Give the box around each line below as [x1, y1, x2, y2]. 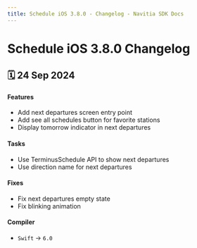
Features [7, 92, 34, 101]
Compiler [7, 218, 35, 226]
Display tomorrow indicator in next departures [17, 123, 151, 132]
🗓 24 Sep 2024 [7, 70, 75, 82]
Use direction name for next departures [17, 163, 132, 171]
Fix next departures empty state [17, 194, 110, 203]
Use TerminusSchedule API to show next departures [17, 155, 170, 163]
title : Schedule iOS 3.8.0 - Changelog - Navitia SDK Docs [7, 10, 184, 18]
